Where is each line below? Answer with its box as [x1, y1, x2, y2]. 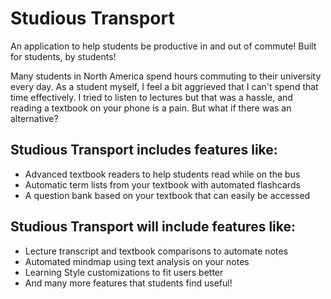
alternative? [10, 112, 59, 124]
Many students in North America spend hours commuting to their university [10, 70, 322, 82]
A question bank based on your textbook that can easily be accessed [24, 189, 311, 201]
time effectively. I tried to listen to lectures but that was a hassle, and [10, 91, 293, 103]
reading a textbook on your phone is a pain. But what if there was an [10, 102, 292, 114]
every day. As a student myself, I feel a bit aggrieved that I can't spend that [10, 80, 319, 92]
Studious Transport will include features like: [10, 218, 296, 236]
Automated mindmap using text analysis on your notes [24, 255, 250, 267]
